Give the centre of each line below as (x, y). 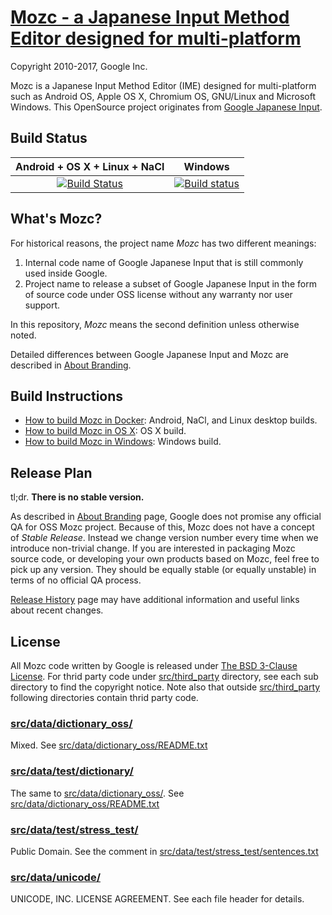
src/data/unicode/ (55, 877)
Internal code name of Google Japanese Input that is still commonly (164, 262)
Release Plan (51, 472)
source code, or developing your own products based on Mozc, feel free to (165, 559)
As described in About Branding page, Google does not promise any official (166, 517)
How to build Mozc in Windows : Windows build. (123, 442)
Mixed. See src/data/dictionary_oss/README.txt (109, 745)
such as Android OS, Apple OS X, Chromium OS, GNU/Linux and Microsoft (163, 96)
